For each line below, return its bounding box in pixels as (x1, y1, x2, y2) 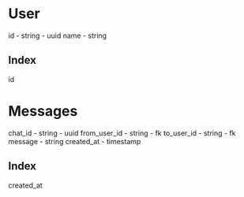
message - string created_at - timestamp (8, 136, 141, 146)
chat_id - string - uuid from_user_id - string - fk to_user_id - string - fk (8, 128, 236, 138)
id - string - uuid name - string (8, 31, 107, 40)
